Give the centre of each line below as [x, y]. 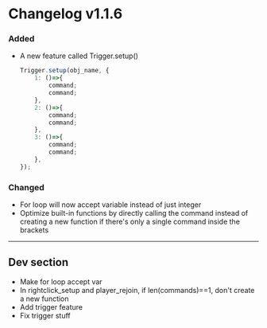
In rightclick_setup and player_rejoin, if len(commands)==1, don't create [137, 290]
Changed [27, 187]
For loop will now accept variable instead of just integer [110, 205]
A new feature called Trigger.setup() [79, 56]
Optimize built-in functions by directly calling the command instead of [134, 213]
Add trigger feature [51, 307]
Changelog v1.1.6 [66, 14]
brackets [34, 230]
